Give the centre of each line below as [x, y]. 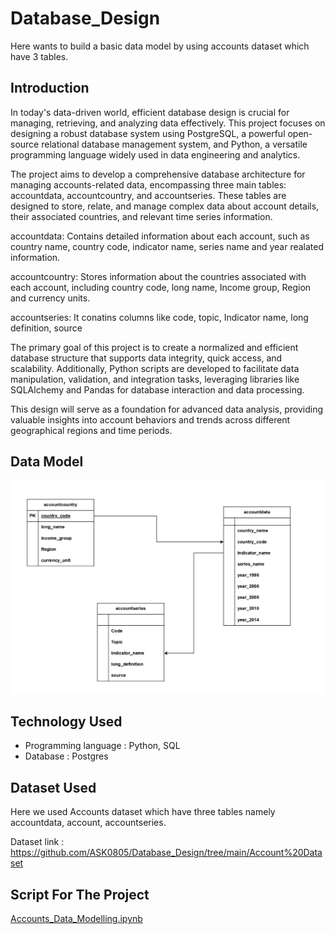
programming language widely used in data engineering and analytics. [155, 154]
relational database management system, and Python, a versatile [174, 144]
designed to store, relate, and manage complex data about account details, [165, 206]
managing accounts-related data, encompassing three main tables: [148, 184]
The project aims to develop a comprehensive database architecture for [158, 174]
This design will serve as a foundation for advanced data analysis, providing [166, 409]
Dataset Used [53, 787]
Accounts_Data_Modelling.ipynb [76, 919]
